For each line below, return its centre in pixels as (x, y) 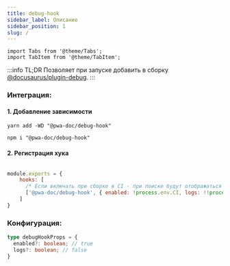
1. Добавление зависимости (50, 111)
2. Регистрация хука (38, 153)
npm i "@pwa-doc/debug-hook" (49, 138)
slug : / (18, 33)
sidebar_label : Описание (42, 20)
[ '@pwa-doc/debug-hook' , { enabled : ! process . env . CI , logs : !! (117, 193)
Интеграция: (29, 95)
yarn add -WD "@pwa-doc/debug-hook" (59, 126)
